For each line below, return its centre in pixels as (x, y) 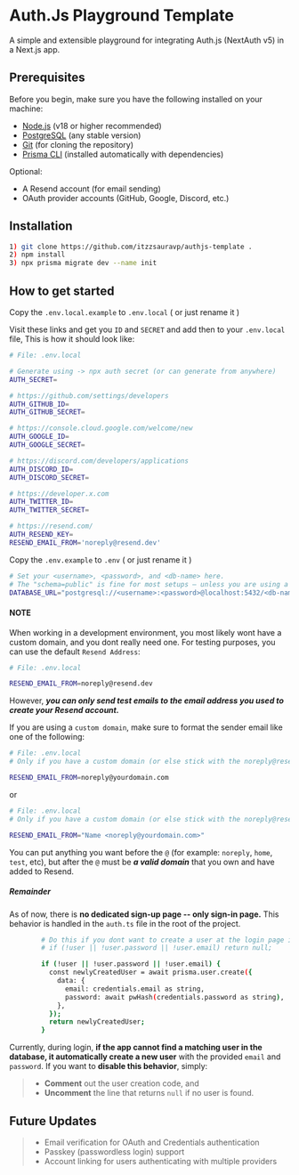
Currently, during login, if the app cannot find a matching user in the (136, 1048)
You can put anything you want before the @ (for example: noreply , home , (141, 852)
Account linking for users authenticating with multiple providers (161, 1161)
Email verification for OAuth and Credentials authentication (152, 1142)
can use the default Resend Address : (75, 652)
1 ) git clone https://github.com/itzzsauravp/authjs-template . (131, 247)
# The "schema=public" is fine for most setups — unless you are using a (149, 584)
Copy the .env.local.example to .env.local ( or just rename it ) (125, 312)
